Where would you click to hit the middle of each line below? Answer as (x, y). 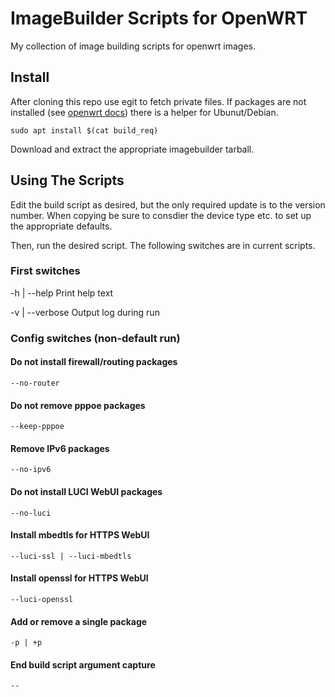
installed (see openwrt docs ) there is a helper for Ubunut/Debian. (144, 112)
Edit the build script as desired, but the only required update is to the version (168, 204)
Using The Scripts (67, 180)
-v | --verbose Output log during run (85, 312)
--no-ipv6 (31, 470)
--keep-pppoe (37, 427)
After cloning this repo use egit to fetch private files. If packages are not (158, 101)
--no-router (35, 383)
